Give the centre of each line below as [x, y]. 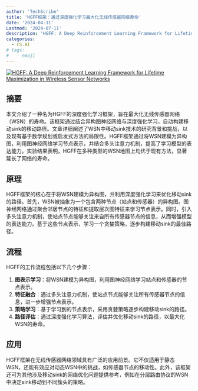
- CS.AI [21, 45]
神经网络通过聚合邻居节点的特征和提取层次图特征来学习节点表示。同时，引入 [99, 209]
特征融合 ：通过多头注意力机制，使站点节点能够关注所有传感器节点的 [97, 295]
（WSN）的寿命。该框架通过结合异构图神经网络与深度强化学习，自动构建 [95, 121]
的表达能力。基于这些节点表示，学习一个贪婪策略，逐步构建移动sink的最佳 [96, 224]
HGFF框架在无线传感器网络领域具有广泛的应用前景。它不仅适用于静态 [90, 360]
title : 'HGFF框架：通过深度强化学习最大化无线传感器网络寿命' [74, 17]
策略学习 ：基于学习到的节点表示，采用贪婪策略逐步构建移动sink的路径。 [102, 309]
